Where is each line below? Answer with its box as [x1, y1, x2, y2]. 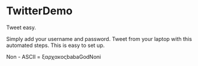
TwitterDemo [6, 4, 73, 18]
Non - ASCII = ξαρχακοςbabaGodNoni [6, 53, 101, 60]
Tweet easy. [6, 24, 37, 31]
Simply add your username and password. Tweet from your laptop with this [6, 35, 192, 42]
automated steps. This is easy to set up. [6, 42, 105, 49]
